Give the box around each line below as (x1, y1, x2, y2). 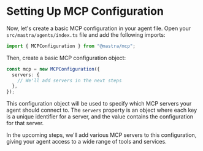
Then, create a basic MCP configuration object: (6, 54, 126, 61)
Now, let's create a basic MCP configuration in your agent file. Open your (6, 25, 191, 32)
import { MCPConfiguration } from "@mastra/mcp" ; (6, 43, 136, 49)
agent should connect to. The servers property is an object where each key (6, 106, 197, 114)
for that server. (6, 120, 44, 127)
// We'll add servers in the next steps (17, 77, 122, 83)
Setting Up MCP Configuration (6, 4, 164, 18)
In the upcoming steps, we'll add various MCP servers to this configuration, (6, 131, 197, 139)
